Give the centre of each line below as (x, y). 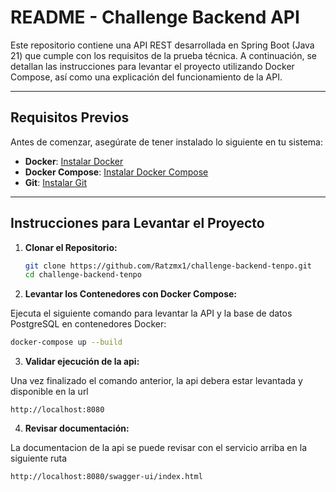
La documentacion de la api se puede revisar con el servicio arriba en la (158, 448)
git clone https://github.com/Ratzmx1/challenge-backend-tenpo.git (168, 266)
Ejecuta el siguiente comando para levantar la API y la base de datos (151, 313)
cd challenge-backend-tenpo (83, 275)
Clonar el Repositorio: (71, 247)
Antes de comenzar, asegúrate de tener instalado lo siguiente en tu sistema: (167, 142)
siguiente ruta (39, 458)
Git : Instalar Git (56, 182)
